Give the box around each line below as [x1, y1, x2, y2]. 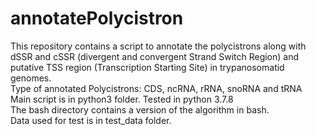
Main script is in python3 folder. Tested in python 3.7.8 [10, 93, 234, 105]
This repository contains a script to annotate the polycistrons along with [10, 40, 307, 52]
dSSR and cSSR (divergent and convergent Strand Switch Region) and [10, 50, 300, 62]
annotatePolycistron [10, 7, 184, 30]
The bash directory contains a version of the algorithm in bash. [10, 103, 270, 116]
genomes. [10, 72, 52, 84]
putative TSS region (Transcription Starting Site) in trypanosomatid [10, 61, 285, 73]
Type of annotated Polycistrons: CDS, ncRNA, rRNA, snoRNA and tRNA [10, 82, 303, 94]
